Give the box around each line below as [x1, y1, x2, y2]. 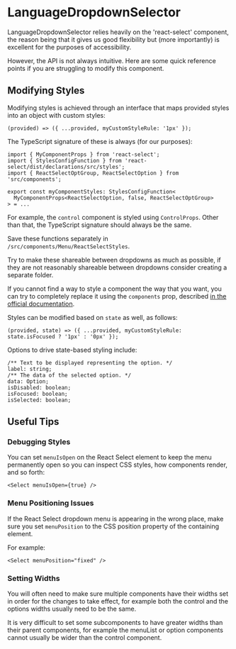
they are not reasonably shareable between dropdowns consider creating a [7, 263, 227, 272]
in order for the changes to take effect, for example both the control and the [7, 597, 229, 606]
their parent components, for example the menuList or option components [7, 626, 223, 635]
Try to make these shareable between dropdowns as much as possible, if [7, 255, 221, 264]
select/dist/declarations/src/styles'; [7, 163, 125, 170]
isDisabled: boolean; [7, 384, 72, 391]
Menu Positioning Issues [7, 498, 94, 508]
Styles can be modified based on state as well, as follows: [7, 313, 178, 321]
